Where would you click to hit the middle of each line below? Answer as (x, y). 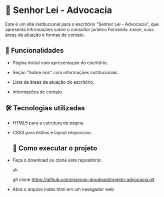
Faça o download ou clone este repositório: (57, 160)
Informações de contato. (38, 92)
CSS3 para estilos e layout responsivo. (52, 132)
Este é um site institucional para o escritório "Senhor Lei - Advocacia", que (82, 24)
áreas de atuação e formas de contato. (45, 35)
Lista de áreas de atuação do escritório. (53, 82)
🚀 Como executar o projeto (55, 148)
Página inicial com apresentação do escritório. (60, 63)
